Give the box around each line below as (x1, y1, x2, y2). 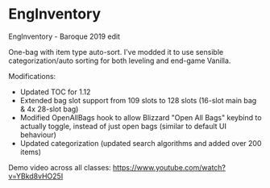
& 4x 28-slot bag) (19, 104, 79, 114)
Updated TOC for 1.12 (19, 86, 91, 97)
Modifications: (8, 71, 56, 81)
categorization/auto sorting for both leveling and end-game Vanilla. (8, 56, 231, 65)
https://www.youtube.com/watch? (112, 162, 226, 172)
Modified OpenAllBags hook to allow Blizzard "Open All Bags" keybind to (19, 112, 262, 122)
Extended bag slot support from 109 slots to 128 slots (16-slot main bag (19, 95, 257, 105)
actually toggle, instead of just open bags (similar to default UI (19, 121, 227, 131)
